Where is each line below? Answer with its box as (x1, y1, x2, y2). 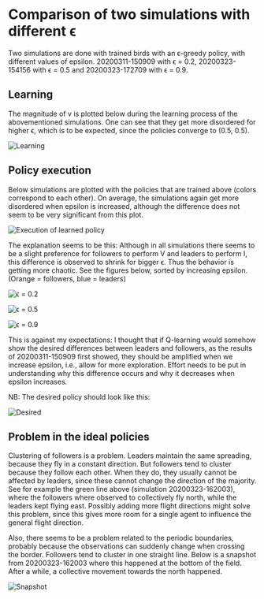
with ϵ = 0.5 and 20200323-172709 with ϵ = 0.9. (32, 65, 188, 74)
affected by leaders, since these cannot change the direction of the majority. (8, 476, 257, 486)
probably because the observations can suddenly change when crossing (8, 541, 245, 551)
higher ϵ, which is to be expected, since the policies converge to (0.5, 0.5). (8, 125, 250, 135)
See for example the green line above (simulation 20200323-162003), (8, 485, 236, 494)
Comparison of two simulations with (8, 6, 251, 24)
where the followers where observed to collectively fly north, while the (8, 493, 237, 502)
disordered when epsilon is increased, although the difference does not (8, 201, 240, 210)
